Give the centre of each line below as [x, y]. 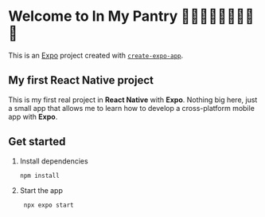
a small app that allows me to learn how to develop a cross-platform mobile [131, 108]
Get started [37, 142]
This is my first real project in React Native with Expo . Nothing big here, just [133, 100]
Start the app [41, 191]
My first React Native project [81, 80]
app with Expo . [33, 116]
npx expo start [49, 205]
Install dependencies [54, 161]
